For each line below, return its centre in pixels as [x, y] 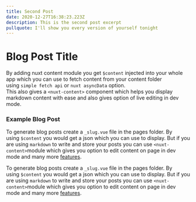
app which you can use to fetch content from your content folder [84, 79]
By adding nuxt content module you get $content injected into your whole [94, 73]
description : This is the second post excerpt [64, 22]
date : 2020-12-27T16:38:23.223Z [45, 17]
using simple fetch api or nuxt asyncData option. [66, 85]
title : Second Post [30, 11]
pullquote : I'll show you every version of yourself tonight [82, 28]
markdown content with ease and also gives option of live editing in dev [92, 98]
